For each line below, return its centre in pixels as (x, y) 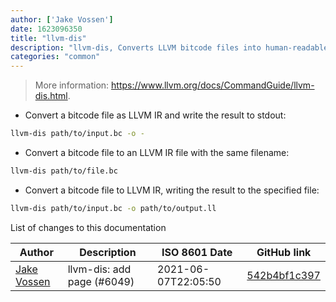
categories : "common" (55, 57)
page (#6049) (101, 281)
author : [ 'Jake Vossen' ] (62, 19)
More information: (72, 85)
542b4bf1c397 (283, 275)
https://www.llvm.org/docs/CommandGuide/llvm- (213, 85)
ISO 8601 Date (197, 252)
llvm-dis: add (99, 269)
